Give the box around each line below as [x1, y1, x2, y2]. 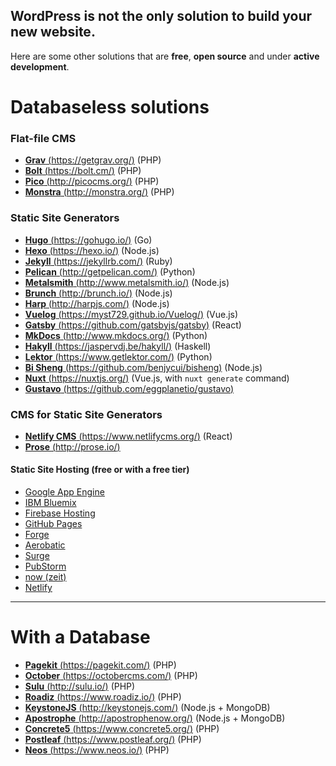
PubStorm [24, 560, 67, 573]
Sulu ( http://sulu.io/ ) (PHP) [24, 680, 136, 693]
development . [10, 60, 70, 73]
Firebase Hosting [24, 507, 96, 519]
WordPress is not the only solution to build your [10, 8, 313, 25]
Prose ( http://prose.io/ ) [24, 440, 121, 453]
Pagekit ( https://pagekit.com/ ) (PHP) [24, 659, 177, 671]
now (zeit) [24, 571, 67, 583]
